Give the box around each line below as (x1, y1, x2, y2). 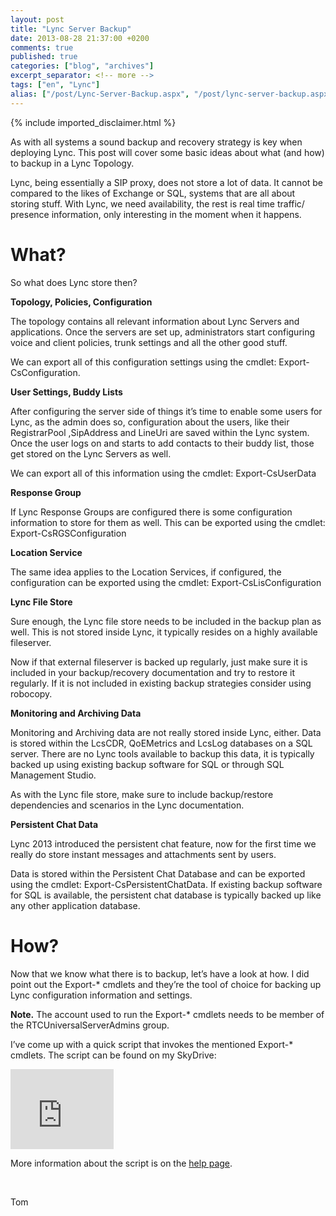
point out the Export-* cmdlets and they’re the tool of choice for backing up (10, 978, 322, 990)
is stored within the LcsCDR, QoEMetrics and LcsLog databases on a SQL (10, 737, 313, 749)
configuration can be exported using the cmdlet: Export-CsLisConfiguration (10, 576, 322, 588)
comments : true (10, 42, 74, 53)
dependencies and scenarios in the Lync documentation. (10, 799, 245, 811)
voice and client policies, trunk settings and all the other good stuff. (10, 336, 288, 348)
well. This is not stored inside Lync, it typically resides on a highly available (10, 626, 318, 638)
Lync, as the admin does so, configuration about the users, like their (10, 416, 290, 428)
